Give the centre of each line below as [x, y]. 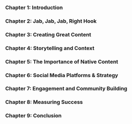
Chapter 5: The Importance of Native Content [62, 61]
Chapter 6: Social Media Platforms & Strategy [62, 75]
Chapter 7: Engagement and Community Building [66, 89]
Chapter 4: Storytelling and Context [50, 48]
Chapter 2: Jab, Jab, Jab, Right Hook [51, 21]
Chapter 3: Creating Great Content [48, 34]
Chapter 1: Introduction [34, 8]
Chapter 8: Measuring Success [44, 102]
